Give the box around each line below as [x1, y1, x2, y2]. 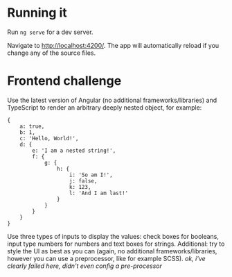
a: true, [19, 123, 45, 130]
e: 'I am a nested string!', [32, 147, 116, 154]
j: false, [69, 177, 98, 185]
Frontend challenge [7, 73, 122, 89]
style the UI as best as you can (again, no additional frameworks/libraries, [7, 246, 217, 255]
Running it [7, 5, 67, 21]
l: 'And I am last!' [69, 190, 129, 196]
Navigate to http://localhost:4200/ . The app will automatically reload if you [7, 41, 220, 49]
